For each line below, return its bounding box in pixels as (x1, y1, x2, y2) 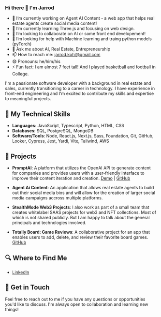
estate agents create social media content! (12, 20, 97, 26)
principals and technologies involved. (12, 220, 87, 226)
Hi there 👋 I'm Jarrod (5, 4, 55, 11)
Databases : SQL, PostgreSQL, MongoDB (12, 128, 94, 134)
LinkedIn (12, 269, 29, 275)
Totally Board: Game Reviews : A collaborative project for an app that (12, 229, 150, 235)
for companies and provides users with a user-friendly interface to (12, 170, 145, 176)
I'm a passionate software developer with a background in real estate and (5, 80, 151, 86)
